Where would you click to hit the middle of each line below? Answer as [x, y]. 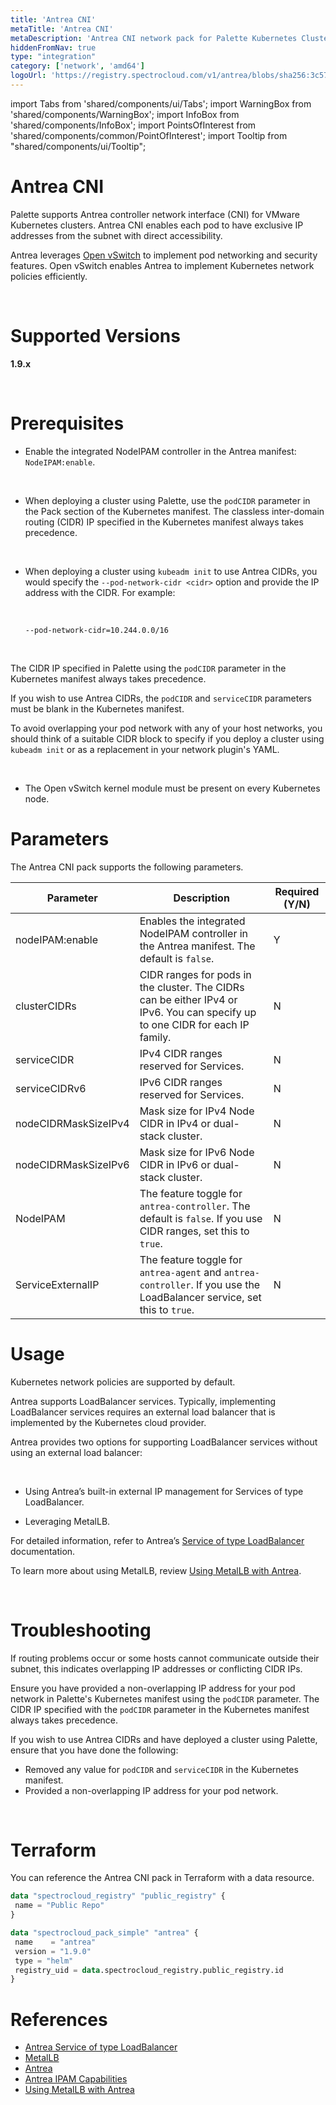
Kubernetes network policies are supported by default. [123, 1382]
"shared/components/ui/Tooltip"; [78, 146]
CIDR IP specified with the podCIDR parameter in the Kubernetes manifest [160, 1709]
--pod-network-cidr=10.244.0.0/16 [96, 630]
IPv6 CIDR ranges [181, 1082]
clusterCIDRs [46, 1006]
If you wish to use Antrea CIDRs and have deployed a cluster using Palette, [164, 1739]
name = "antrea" [55, 1942]
